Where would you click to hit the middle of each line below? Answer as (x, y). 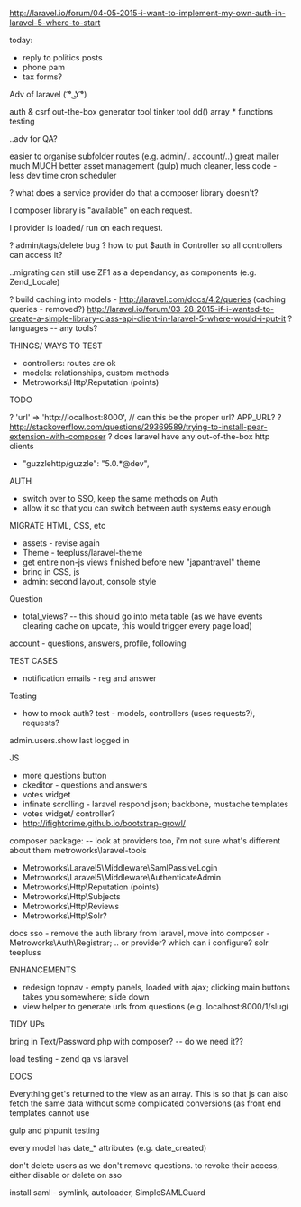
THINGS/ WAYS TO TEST (56, 346)
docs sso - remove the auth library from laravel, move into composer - (140, 933)
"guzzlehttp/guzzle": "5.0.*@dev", (86, 463)
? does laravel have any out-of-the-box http (189, 436)
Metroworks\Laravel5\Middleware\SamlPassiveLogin (120, 868)
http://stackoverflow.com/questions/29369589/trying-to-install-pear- (138, 427)
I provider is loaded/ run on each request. (87, 228)
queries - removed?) (47, 309)
